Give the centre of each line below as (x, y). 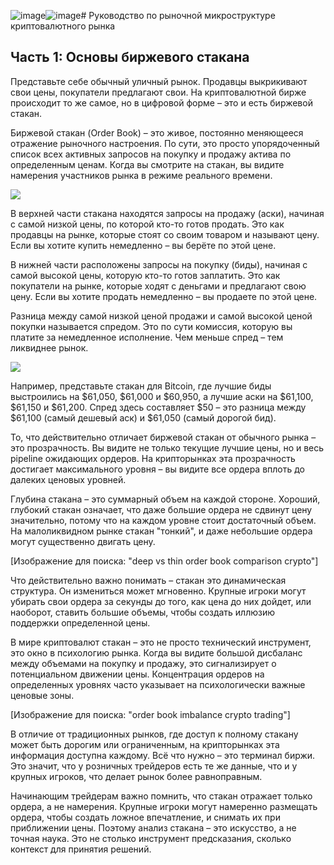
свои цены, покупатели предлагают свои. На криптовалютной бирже (158, 92)
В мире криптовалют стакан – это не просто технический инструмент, (161, 642)
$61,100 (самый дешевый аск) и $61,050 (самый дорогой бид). (143, 417)
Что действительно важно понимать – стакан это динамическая (148, 580)
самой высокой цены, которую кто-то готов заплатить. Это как (145, 275)
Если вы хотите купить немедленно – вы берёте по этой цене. (143, 245)
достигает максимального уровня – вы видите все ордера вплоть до (158, 469)
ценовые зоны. (42, 695)
